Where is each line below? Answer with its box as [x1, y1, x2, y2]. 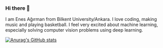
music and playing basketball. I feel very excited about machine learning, [5, 21, 158, 28]
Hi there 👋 [5, 5, 31, 12]
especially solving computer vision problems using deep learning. [5, 27, 144, 33]
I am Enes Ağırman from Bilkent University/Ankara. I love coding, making [5, 16, 157, 22]
